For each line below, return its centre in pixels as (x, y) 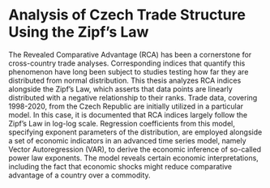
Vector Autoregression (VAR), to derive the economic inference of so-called (135, 149)
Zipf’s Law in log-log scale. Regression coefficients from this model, (122, 123)
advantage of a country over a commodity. (80, 175)
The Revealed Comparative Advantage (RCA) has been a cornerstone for (130, 54)
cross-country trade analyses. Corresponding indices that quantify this (127, 63)
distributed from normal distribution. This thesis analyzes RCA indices (125, 80)
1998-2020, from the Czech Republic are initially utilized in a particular (126, 106)
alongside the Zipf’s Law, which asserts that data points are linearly (120, 89)
